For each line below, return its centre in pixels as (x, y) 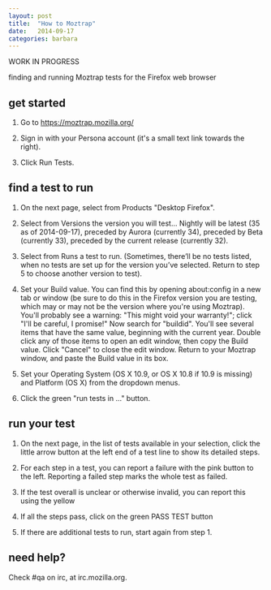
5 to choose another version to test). (81, 273)
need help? (37, 558)
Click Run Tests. (47, 162)
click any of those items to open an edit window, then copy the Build (134, 341)
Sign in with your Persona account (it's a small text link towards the (132, 138)
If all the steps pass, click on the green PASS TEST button (116, 516)
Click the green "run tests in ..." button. (85, 398)
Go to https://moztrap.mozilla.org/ (77, 123)
